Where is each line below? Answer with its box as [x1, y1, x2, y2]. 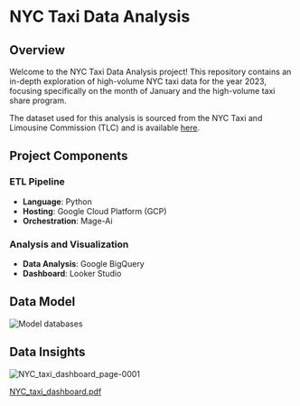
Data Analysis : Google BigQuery [22, 258, 145, 269]
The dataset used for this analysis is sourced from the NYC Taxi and [9, 113, 263, 123]
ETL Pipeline [9, 175, 65, 188]
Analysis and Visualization [9, 238, 129, 250]
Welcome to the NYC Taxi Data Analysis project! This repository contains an [9, 66, 292, 77]
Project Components [9, 148, 128, 164]
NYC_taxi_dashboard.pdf [9, 386, 102, 397]
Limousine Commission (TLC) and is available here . [9, 122, 201, 133]
